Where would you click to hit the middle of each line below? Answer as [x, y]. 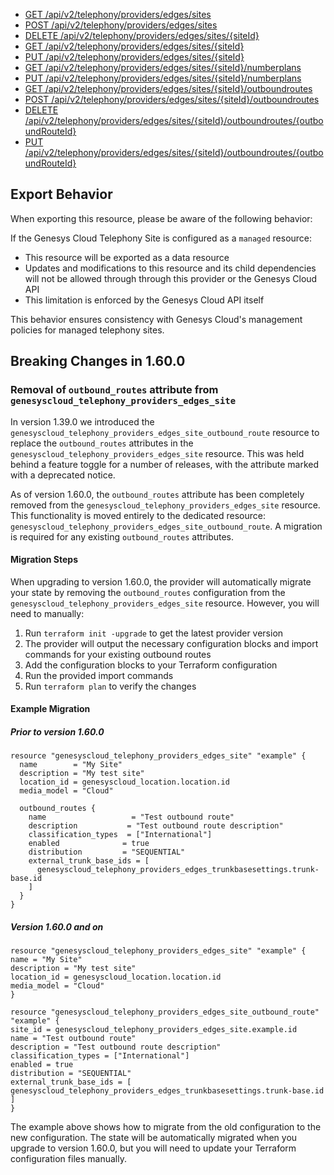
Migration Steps [44, 560]
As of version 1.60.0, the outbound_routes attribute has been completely [157, 494]
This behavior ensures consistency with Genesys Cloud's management [156, 319]
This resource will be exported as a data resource [127, 257]
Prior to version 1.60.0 [57, 731]
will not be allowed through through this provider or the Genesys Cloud [171, 278]
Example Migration [50, 709]
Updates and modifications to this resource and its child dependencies [170, 268]
